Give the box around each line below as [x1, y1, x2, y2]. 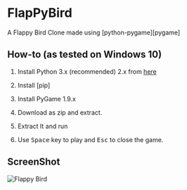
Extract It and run [17, 122, 68, 130]
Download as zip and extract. [17, 108, 103, 117]
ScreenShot [7, 156, 60, 168]
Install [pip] [17, 81, 51, 89]
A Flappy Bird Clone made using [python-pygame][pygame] [7, 28, 181, 37]
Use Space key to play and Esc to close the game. [17, 135, 164, 144]
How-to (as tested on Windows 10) [7, 49, 162, 61]
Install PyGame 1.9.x [17, 94, 76, 103]
